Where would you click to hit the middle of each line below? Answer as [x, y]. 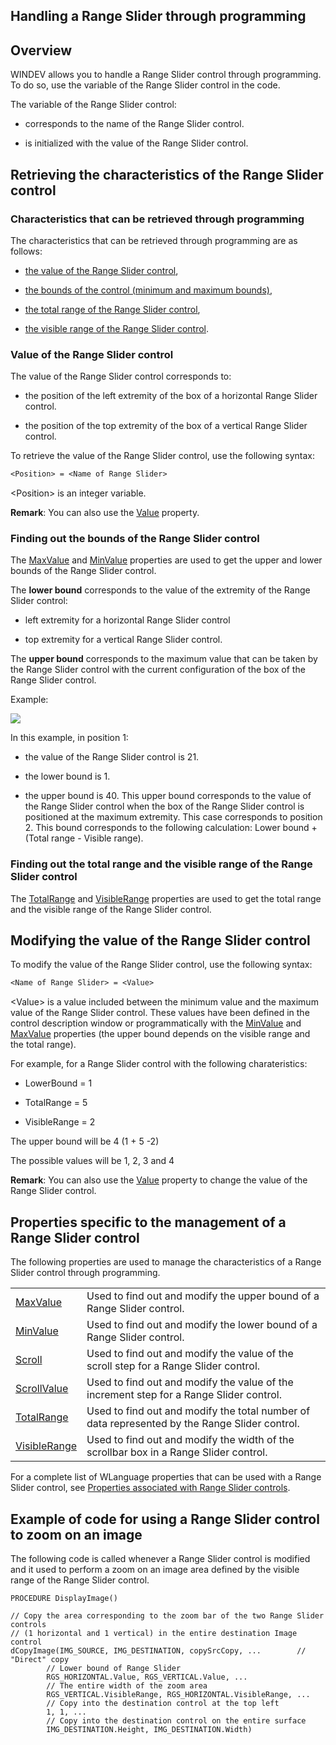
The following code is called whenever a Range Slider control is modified [160, 1558]
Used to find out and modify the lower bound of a [202, 1325]
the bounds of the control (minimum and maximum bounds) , [148, 290]
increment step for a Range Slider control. [184, 1395]
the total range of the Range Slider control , [112, 309]
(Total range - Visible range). [84, 838]
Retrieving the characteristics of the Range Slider [167, 174]
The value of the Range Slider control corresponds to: [121, 376]
